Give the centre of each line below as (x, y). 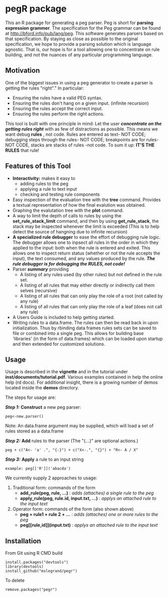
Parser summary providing (40, 269)
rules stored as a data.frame (34, 431)
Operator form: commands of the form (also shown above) (73, 509)
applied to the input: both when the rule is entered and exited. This (81, 247)
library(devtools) (24, 567)
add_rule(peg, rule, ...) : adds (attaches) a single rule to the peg (87, 493)
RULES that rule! (22, 150)
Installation (23, 541)
